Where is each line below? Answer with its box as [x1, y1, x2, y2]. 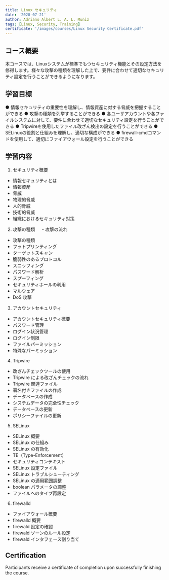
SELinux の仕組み [12, 439, 49, 446]
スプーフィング [12, 275, 44, 281]
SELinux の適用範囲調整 [12, 477, 62, 484]
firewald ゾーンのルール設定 [12, 530, 71, 536]
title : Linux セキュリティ [5, 7, 57, 13]
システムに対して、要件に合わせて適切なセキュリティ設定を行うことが [14, 117, 160, 123]
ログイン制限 [12, 334, 39, 340]
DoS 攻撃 [12, 294, 32, 300]
